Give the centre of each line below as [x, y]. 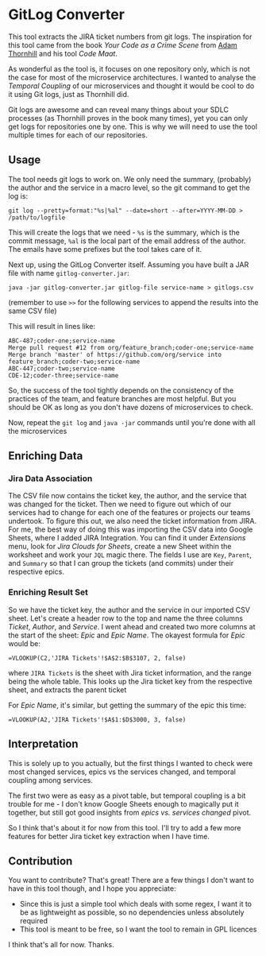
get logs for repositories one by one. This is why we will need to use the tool [133, 126]
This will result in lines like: [52, 326]
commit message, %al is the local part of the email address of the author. [127, 241]
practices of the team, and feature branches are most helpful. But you [122, 398]
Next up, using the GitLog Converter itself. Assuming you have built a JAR [129, 265]
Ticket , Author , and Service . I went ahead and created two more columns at [132, 626]
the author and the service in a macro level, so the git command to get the [129, 188]
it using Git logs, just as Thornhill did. [69, 94]
